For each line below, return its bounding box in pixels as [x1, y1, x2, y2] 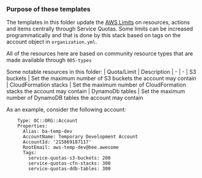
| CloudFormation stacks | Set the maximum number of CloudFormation [6, 81, 187, 88]
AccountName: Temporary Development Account [22, 133, 138, 140]
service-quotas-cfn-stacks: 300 [28, 160, 111, 166]
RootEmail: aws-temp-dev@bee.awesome [22, 144, 119, 151]
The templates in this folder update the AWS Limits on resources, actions [6, 19, 190, 26]
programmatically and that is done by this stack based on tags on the [6, 32, 181, 39]
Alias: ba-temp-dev [22, 129, 72, 135]
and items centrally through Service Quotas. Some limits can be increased [6, 25, 193, 32]
